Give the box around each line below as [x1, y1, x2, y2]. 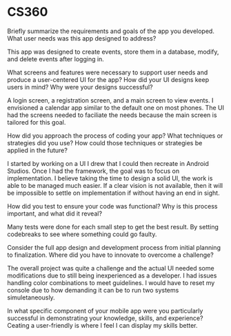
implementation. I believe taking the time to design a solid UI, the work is [7, 174, 213, 182]
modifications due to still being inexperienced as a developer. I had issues [7, 271, 217, 280]
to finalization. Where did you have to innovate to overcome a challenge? [7, 251, 214, 259]
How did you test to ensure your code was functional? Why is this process [7, 202, 218, 210]
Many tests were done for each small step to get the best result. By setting [7, 222, 219, 231]
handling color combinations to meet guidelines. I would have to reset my [7, 278, 215, 286]
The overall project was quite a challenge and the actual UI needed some [7, 264, 215, 272]
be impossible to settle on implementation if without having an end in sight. [7, 189, 220, 197]
